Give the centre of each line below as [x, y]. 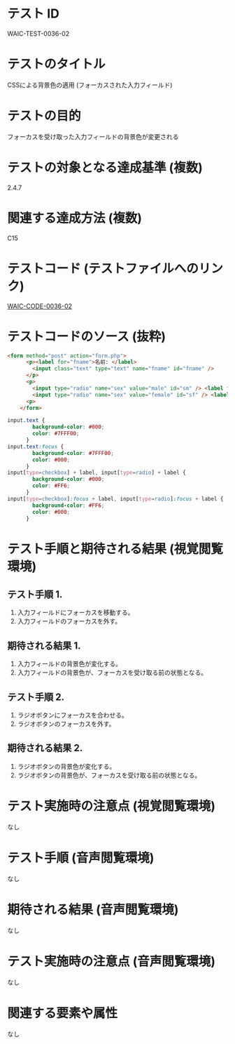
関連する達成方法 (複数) [74, 218]
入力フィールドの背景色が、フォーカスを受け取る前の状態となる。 [112, 673]
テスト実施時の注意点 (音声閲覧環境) [111, 961]
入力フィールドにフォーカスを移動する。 [76, 613]
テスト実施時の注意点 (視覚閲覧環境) [111, 806]
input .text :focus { [36, 447]
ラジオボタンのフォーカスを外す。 [66, 724]
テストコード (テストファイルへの [103, 269]
